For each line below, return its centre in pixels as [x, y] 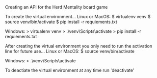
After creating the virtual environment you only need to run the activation [79, 46]
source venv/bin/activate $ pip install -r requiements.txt [61, 22]
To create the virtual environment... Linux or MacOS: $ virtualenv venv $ [78, 16]
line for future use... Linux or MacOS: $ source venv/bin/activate [70, 51]
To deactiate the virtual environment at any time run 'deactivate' [70, 70]
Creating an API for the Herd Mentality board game [56, 7]
